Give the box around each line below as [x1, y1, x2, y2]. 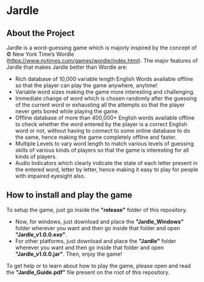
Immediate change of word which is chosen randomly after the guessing [15, 95, 197, 102]
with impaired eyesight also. [15, 172, 86, 180]
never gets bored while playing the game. [15, 108, 120, 115]
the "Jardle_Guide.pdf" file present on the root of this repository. [6, 269, 170, 276]
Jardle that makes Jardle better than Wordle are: [6, 63, 128, 71]
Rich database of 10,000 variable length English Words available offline [15, 76, 194, 82]
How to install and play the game [6, 190, 133, 200]
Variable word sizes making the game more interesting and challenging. [15, 88, 195, 95]
